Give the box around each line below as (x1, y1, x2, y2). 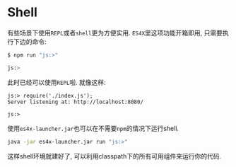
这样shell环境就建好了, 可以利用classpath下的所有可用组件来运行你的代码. (7, 151, 222, 160)
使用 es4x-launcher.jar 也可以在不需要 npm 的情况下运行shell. (7, 124, 179, 132)
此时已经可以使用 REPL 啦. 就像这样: (7, 78, 106, 86)
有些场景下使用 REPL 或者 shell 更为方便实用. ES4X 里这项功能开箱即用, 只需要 (7, 28, 223, 37)
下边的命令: (13, 37, 47, 46)
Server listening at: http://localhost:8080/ (7, 98, 143, 105)
